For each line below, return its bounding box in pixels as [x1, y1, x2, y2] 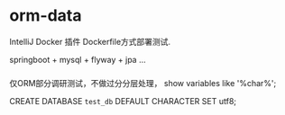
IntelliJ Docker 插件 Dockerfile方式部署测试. [9, 36, 171, 47]
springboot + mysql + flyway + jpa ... [9, 54, 146, 65]
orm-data [9, 5, 82, 26]
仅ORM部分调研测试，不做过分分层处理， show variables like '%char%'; [9, 77, 277, 88]
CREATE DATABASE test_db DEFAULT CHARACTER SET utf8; [9, 95, 237, 106]
